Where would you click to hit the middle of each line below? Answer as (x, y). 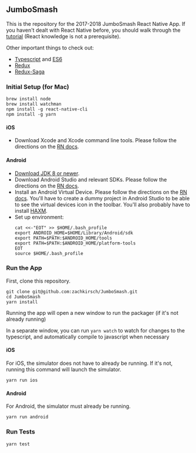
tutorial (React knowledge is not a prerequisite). (63, 36)
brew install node (28, 99)
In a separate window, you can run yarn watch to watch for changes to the (95, 330)
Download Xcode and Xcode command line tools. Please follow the (96, 140)
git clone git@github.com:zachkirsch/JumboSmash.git (72, 291)
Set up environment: (39, 217)
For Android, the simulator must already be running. (68, 406)
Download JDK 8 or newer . (47, 173)
